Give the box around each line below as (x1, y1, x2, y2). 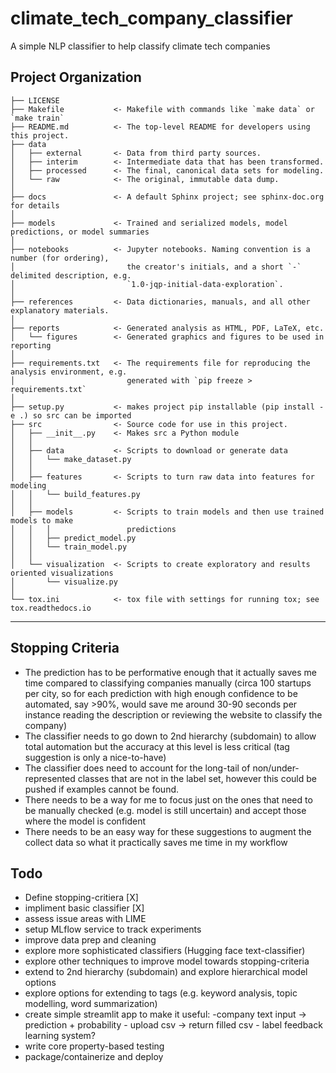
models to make (10, 515, 74, 526)
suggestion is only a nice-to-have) (24, 751, 167, 763)
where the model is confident (24, 815, 147, 827)
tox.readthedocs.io (10, 603, 92, 613)
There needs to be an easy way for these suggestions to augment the (24, 825, 312, 837)
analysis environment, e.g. (10, 367, 128, 377)
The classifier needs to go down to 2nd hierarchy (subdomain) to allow (24, 730, 317, 742)
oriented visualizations (10, 568, 114, 578)
